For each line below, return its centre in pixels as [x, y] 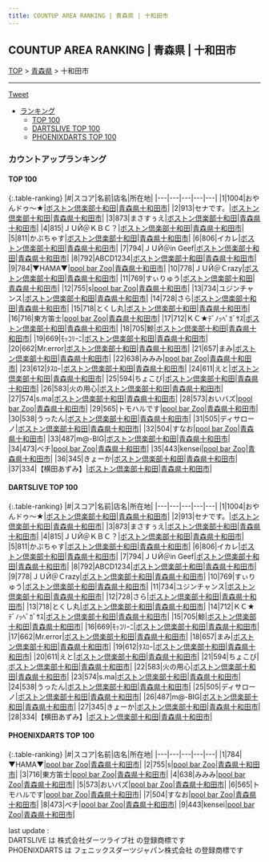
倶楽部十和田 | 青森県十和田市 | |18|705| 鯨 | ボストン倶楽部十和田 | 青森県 [136, 328]
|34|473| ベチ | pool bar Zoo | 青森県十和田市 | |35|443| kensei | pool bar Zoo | [128, 448]
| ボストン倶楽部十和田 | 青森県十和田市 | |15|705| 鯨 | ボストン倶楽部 [150, 616]
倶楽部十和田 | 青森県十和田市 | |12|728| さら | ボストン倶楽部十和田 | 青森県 [125, 596]
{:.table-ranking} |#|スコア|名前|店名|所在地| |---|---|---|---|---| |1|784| [125, 754]
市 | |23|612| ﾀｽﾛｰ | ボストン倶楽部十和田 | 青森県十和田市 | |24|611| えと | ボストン [134, 368]
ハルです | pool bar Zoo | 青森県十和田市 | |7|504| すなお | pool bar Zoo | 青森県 [136, 794]
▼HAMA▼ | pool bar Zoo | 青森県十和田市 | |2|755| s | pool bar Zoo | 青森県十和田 [134, 764]
